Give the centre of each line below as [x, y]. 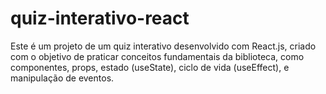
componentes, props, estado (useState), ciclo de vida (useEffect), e [150, 67]
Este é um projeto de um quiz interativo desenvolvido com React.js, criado [163, 46]
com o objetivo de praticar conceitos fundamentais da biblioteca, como [157, 56]
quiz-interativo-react [100, 18]
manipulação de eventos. [62, 78]
